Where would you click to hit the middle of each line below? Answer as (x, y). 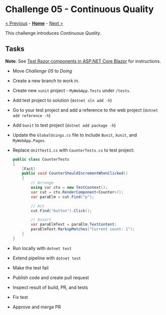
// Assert (41, 220)
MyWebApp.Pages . (29, 140)
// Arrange (42, 183)
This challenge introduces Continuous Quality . (53, 33)
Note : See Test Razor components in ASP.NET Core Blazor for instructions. (83, 61)
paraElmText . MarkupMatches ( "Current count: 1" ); (83, 229)
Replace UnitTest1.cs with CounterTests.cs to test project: (73, 150)
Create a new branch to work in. (46, 81)
